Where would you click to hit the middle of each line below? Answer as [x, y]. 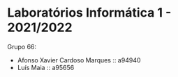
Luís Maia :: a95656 [46, 67]
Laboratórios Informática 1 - [89, 13]
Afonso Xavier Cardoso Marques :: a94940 [79, 60]
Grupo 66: [22, 46]
